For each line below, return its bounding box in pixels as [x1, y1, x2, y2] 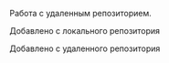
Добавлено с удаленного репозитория [9, 43, 161, 54]
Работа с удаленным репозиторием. [9, 8, 153, 18]
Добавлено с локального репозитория [9, 26, 161, 36]
